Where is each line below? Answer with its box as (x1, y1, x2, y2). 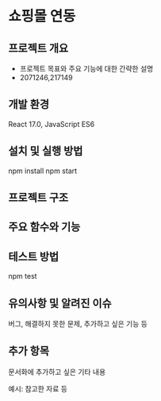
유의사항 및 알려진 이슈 (8, 296, 113, 310)
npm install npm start (8, 166, 78, 175)
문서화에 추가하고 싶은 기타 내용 (8, 367, 106, 376)
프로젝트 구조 (8, 191, 69, 205)
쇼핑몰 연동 (8, 7, 76, 25)
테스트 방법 (8, 249, 59, 263)
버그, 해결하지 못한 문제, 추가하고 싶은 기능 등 (8, 319, 148, 329)
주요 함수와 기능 (8, 220, 81, 234)
